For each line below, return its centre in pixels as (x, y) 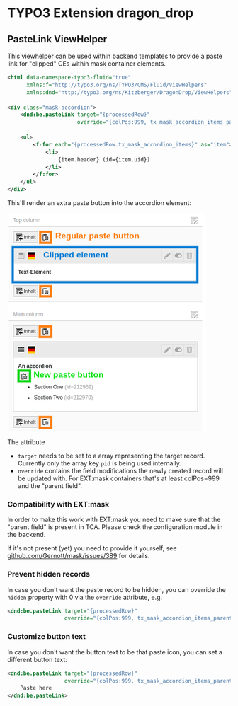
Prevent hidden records (49, 574)
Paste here (36, 688)
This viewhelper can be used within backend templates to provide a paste (115, 56)
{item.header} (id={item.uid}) (104, 160)
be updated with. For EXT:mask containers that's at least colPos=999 (119, 478)
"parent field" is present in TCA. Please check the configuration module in (115, 527)
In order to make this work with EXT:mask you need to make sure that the (114, 520)
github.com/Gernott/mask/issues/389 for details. (79, 556)
